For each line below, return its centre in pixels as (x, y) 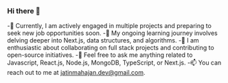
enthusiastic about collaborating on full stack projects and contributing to (111, 48)
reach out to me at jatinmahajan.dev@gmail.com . (76, 73)
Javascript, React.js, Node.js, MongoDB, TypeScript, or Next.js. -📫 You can (114, 63)
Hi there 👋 (24, 11)
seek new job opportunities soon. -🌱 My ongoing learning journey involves (113, 33)
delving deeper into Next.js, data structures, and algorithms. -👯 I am (103, 40)
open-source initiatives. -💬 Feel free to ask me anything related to (100, 55)
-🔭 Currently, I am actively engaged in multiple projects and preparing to (109, 26)
